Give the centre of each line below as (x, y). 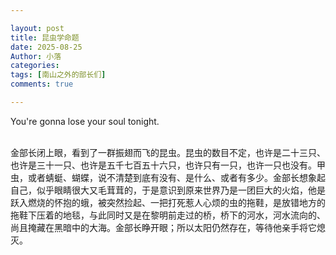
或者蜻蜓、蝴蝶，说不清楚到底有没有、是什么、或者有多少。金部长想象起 (176, 177)
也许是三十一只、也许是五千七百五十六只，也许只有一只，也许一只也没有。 (163, 165)
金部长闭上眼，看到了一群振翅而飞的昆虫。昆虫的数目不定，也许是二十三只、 (168, 152)
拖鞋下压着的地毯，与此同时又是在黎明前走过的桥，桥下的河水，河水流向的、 (168, 215)
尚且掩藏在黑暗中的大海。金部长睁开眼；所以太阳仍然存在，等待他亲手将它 (163, 227)
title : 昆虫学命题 (45, 37)
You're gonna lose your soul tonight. (85, 121)
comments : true (42, 84)
